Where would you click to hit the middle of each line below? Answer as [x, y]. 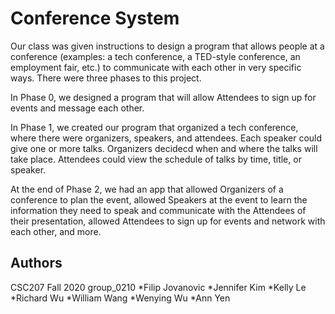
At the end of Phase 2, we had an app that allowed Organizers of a [147, 189]
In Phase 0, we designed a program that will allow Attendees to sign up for [163, 97]
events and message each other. [77, 108]
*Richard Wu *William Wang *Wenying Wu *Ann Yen [120, 298]
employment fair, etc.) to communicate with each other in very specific [156, 67]
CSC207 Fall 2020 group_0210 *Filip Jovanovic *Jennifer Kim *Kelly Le [158, 287]
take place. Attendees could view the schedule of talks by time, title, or [156, 159]
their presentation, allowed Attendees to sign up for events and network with [168, 221]
